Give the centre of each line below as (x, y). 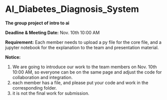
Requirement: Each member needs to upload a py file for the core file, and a (83, 42)
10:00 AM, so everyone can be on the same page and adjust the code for (87, 72)
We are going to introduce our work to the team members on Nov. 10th (84, 67)
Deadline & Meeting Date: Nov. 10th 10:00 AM (52, 32)
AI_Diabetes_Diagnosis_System (72, 9)
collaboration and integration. (42, 77)
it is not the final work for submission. (51, 93)
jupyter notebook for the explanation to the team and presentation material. (82, 47)
